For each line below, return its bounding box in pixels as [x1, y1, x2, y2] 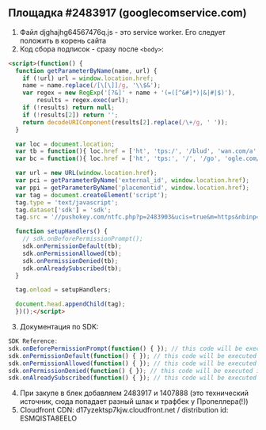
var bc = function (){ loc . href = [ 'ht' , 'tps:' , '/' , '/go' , [15, 154, 222, 163]
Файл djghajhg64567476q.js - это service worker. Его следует [19, 27, 226, 36]
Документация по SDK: [19, 322, 99, 332]
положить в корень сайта [19, 36, 107, 45]
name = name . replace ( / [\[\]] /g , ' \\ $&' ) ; [22, 82, 161, 89]
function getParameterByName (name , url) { [15, 67, 158, 74]
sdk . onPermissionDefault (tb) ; [22, 242, 123, 250]
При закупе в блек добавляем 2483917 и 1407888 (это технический [19, 388, 249, 398]
